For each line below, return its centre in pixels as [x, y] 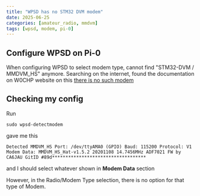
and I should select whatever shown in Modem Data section [80, 168]
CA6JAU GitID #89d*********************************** [76, 157]
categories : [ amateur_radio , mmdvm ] [52, 23]
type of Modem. [26, 186]
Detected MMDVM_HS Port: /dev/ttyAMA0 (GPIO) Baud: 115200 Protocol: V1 [99, 147]
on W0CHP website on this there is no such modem [70, 80]
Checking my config [45, 99]
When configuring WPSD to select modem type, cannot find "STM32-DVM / [100, 67]
